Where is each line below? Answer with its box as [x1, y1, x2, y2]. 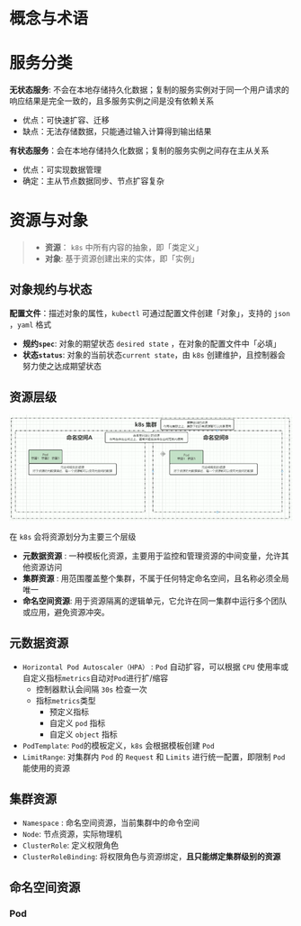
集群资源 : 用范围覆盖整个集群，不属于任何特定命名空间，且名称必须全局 [22, 573, 289, 584]
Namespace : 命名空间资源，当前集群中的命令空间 [22, 817, 200, 828]
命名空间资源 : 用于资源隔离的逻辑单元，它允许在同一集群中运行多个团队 [22, 595, 288, 606]
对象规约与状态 [9, 282, 93, 297]
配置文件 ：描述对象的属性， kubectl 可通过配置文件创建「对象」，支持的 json [9, 307, 290, 318]
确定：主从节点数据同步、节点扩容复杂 [22, 176, 164, 186]
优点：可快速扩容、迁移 [22, 114, 110, 126]
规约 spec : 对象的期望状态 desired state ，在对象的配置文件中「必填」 [22, 338, 281, 349]
